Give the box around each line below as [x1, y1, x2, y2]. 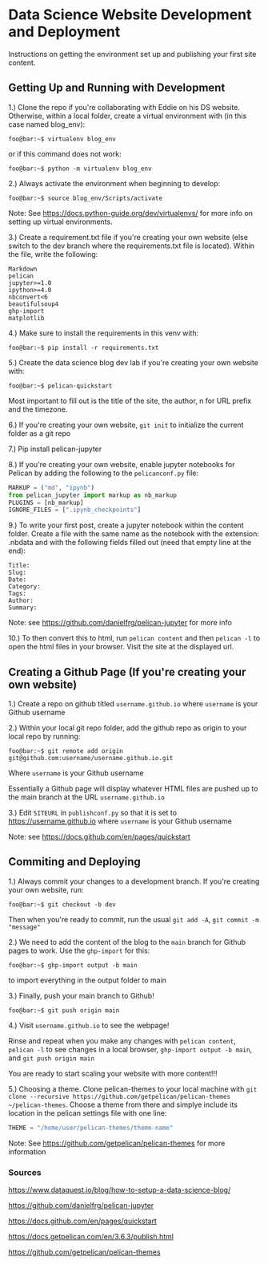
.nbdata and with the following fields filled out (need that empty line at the [8, 538, 252, 547]
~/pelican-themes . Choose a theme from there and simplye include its [8, 1100, 238, 1109]
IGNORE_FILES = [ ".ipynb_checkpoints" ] [8, 506, 142, 515]
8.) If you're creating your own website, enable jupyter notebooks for [8, 459, 235, 469]
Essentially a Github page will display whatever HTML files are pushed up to [8, 784, 258, 794]
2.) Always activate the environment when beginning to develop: [8, 178, 221, 188]
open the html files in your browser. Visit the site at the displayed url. [8, 642, 234, 652]
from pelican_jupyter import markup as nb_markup [8, 491, 178, 499]
